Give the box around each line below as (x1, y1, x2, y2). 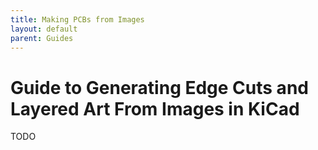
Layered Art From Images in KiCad (10, 97, 300, 120)
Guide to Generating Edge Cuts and (10, 76, 309, 99)
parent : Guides (10, 33, 74, 43)
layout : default (10, 24, 78, 34)
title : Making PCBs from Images (10, 14, 145, 25)
